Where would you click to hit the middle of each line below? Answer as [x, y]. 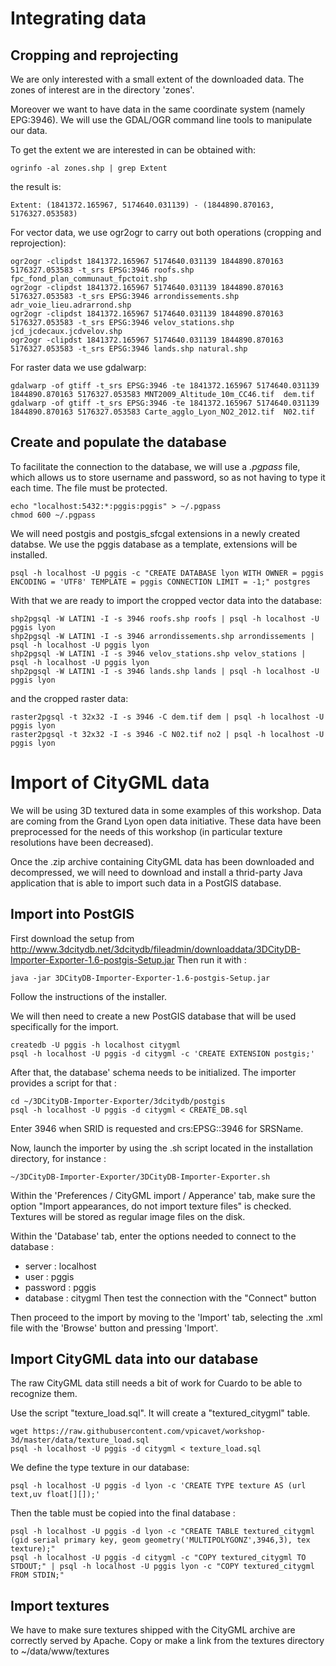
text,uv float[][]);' [55, 1495]
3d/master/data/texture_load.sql [80, 1440]
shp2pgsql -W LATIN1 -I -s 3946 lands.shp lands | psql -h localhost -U [165, 671]
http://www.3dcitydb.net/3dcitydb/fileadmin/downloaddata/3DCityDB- [155, 949]
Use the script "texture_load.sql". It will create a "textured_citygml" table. [160, 1413]
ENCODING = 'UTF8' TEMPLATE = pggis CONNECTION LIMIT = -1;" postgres [160, 582]
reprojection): [38, 243]
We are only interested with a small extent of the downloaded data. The [157, 79]
